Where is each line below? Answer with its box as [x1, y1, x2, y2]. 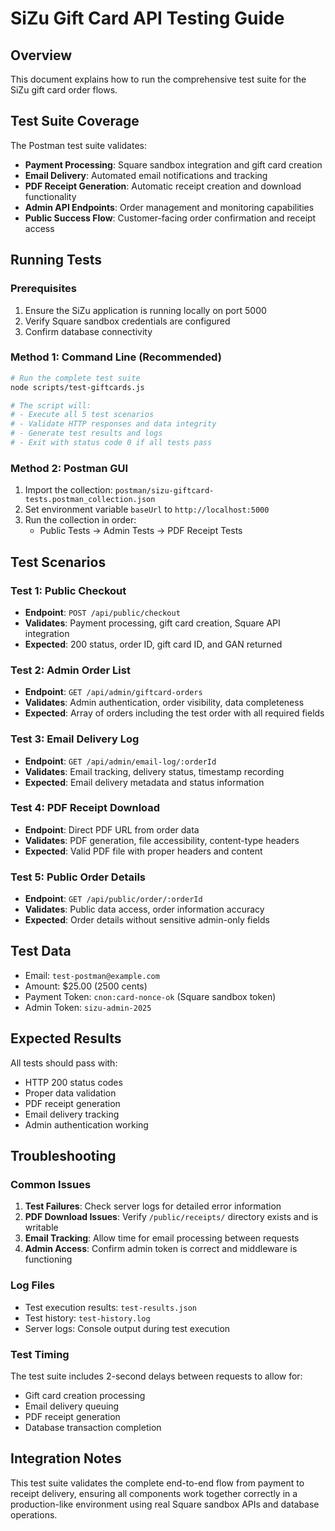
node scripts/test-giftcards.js [10, 382, 145, 392]
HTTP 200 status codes [24, 1076, 123, 1088]
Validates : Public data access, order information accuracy [24, 903, 265, 916]
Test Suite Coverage [10, 113, 140, 130]
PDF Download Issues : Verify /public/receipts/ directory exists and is [24, 1211, 319, 1223]
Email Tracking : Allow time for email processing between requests [24, 1232, 300, 1244]
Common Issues [10, 1178, 92, 1192]
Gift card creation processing [24, 1390, 146, 1401]
